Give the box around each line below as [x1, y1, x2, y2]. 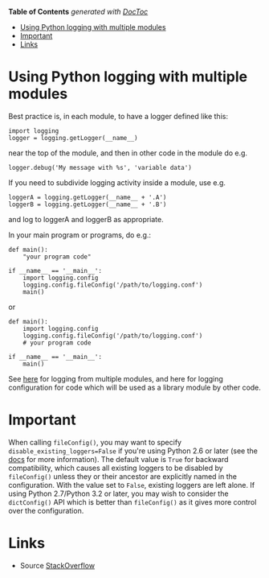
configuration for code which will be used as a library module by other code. [8, 382, 261, 392]
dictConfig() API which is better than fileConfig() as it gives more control [8, 497, 257, 506]
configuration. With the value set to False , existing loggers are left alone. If [8, 480, 255, 489]
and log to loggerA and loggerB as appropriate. [8, 214, 165, 224]
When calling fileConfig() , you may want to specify [8, 437, 182, 447]
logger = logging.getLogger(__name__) [8, 134, 138, 142]
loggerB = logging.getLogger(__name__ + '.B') [8, 200, 167, 208]
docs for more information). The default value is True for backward [8, 454, 229, 464]
